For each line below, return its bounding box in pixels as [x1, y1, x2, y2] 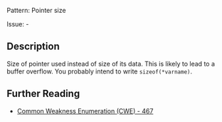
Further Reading [6, 88, 80, 100]
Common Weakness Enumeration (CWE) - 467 [16, 106, 154, 115]
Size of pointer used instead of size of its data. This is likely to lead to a [6, 59, 215, 68]
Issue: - [6, 20, 29, 28]
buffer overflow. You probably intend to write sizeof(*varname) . [6, 67, 193, 76]
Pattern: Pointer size [6, 6, 66, 14]
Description [6, 41, 60, 53]
